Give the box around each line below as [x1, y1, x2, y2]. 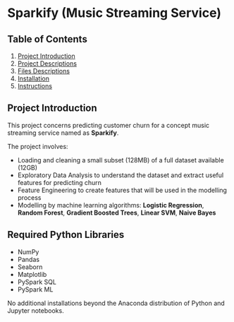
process [17, 193, 42, 202]
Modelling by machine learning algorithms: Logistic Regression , [17, 201, 204, 209]
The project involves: [7, 142, 68, 150]
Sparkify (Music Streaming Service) [7, 5, 222, 21]
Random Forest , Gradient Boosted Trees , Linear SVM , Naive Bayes [17, 208, 216, 217]
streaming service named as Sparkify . [7, 129, 119, 137]
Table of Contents [7, 33, 88, 45]
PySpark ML [17, 285, 54, 294]
